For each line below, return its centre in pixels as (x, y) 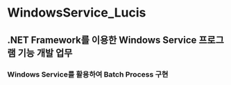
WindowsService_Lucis (77, 13)
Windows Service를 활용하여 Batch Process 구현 (88, 74)
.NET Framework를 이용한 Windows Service (102, 40)
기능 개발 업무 (45, 53)
